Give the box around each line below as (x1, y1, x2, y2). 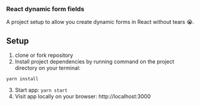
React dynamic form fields (6, 5, 85, 13)
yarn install (6, 76, 39, 82)
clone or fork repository (14, 52, 73, 59)
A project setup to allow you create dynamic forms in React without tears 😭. (6, 19, 195, 26)
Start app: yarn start (14, 86, 67, 94)
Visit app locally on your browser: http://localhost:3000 (14, 93, 151, 100)
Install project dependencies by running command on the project (14, 58, 174, 65)
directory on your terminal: (14, 65, 81, 72)
